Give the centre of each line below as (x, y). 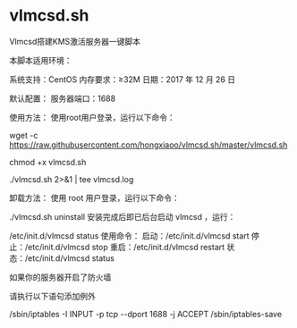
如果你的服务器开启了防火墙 (60, 277)
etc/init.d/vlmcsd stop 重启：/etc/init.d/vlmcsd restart (127, 247)
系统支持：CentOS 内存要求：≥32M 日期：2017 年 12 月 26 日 (123, 79)
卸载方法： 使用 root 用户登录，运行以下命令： (95, 198)
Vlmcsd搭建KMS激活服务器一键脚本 (75, 41)
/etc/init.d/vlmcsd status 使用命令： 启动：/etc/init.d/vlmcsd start (129, 235)
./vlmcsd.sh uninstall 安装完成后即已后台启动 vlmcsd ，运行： (123, 216)
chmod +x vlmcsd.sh (48, 162)
